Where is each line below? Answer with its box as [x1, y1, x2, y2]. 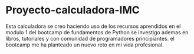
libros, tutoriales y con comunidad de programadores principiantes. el [5, 35, 175, 42]
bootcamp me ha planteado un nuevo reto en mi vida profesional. [5, 41, 164, 48]
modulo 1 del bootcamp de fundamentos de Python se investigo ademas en [5, 28, 189, 35]
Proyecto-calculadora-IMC [5, 3, 140, 17]
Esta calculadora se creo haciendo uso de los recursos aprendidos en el [5, 23, 181, 30]
